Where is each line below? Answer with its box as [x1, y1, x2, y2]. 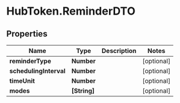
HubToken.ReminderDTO [6, 4, 136, 18]
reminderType [9, 57, 51, 65]
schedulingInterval [9, 67, 66, 75]
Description [102, 47, 137, 55]
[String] [71, 87, 95, 95]
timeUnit [9, 77, 36, 85]
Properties [6, 29, 48, 39]
